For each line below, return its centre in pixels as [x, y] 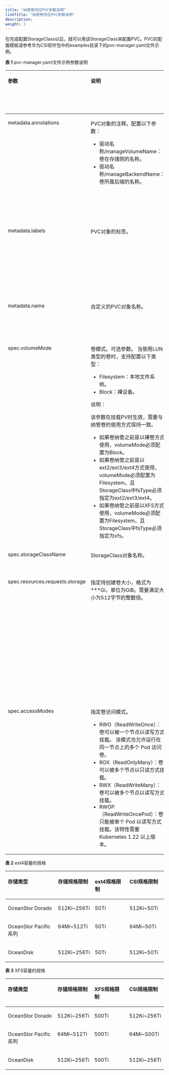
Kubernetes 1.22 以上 [125, 837]
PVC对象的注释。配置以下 [121, 124]
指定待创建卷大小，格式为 [121, 583]
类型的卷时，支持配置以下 [121, 356]
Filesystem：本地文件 [124, 377]
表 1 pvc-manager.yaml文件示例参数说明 [47, 62]
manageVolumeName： [134, 151]
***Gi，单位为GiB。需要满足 [125, 590]
